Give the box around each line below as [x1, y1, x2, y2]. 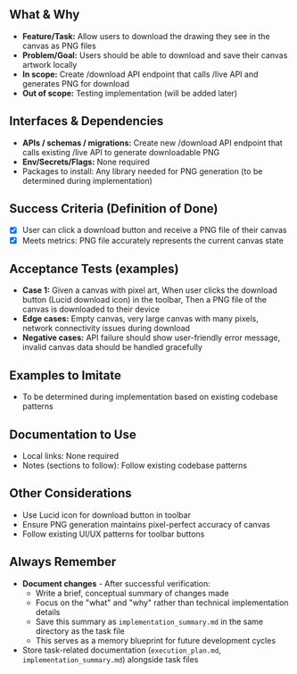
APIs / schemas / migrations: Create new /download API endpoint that [21, 137, 283, 148]
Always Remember [9, 554, 117, 570]
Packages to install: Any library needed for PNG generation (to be [21, 165, 263, 177]
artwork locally [21, 59, 78, 70]
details [35, 606, 61, 617]
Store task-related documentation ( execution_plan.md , [21, 645, 221, 655]
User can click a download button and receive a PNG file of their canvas [21, 225, 287, 236]
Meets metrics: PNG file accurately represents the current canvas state [21, 235, 284, 245]
